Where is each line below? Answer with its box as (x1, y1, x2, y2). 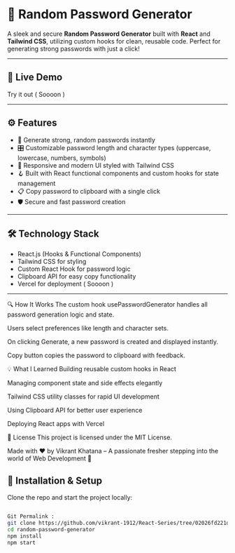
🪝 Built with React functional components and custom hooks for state (17, 168, 219, 178)
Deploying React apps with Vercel (7, 420, 105, 428)
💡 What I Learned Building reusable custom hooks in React (7, 365, 177, 373)
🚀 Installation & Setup (7, 474, 103, 486)
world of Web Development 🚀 (7, 454, 92, 462)
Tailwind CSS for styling (17, 258, 87, 266)
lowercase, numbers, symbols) (17, 154, 106, 162)
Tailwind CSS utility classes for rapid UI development (7, 392, 159, 401)
